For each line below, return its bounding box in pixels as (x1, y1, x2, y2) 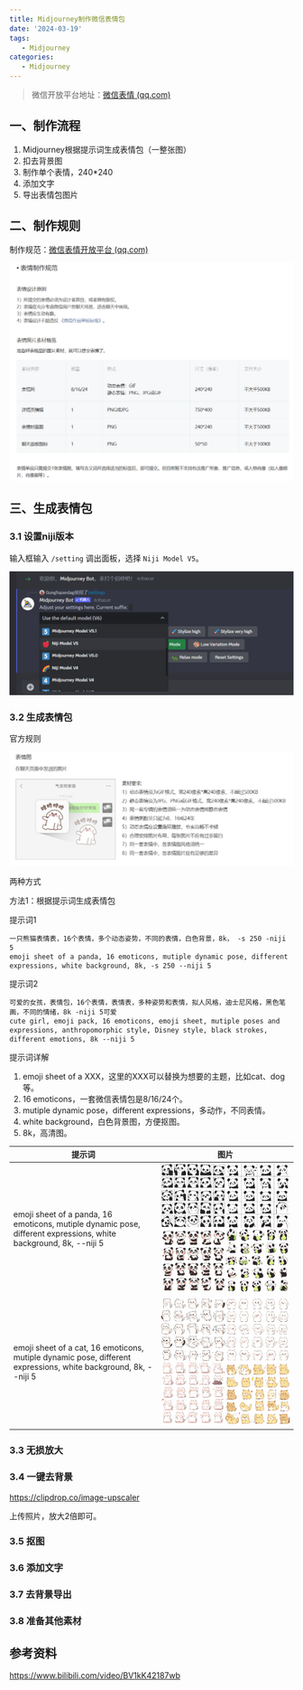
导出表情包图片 (22, 189, 78, 200)
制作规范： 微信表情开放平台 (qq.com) (9, 244, 149, 255)
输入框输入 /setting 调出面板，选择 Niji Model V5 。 (9, 552, 205, 563)
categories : (9, 52, 54, 62)
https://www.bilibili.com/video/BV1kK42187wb (9, 1670, 181, 1681)
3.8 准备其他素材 (9, 1615, 82, 1628)
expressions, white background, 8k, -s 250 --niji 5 (9, 961, 212, 970)
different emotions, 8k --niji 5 (9, 1034, 135, 1043)
